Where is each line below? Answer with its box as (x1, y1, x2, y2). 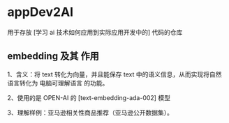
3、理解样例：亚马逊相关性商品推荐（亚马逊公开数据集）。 (7, 108, 173, 117)
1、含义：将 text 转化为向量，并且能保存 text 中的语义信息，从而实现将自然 (7, 70, 222, 79)
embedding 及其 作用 (7, 50, 99, 63)
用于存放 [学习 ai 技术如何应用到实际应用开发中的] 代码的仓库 (7, 28, 183, 36)
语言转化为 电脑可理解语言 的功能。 (7, 79, 109, 87)
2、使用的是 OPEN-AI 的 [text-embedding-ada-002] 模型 (7, 93, 171, 101)
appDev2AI (7, 4, 74, 20)
